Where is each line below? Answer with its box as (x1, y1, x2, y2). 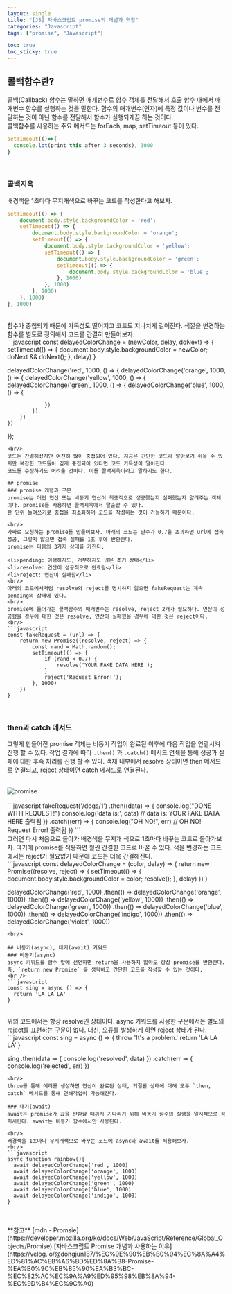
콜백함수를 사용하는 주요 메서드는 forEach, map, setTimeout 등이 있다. (7, 121, 199, 130)
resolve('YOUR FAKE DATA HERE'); (56, 662, 154, 668)
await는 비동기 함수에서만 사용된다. (32, 1118, 123, 1125)
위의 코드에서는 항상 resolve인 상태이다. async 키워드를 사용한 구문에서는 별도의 (7, 1017, 224, 1026)
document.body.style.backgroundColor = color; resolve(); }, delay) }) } (7, 874, 208, 883)
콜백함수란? (7, 76, 55, 87)
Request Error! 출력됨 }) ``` (7, 826, 81, 834)
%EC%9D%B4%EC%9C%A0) (7, 1279, 94, 1288)
